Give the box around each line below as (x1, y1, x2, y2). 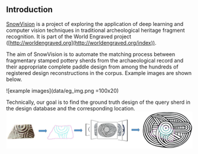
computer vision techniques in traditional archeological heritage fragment (6, 27, 185, 34)
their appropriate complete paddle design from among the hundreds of (6, 63, 178, 70)
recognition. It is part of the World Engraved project (6, 32, 132, 40)
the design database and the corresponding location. (6, 104, 135, 112)
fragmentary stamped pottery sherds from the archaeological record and (6, 57, 184, 64)
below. (6, 76, 22, 83)
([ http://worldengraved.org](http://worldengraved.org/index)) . (6, 39, 157, 46)
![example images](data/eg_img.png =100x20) (6, 87, 119, 94)
